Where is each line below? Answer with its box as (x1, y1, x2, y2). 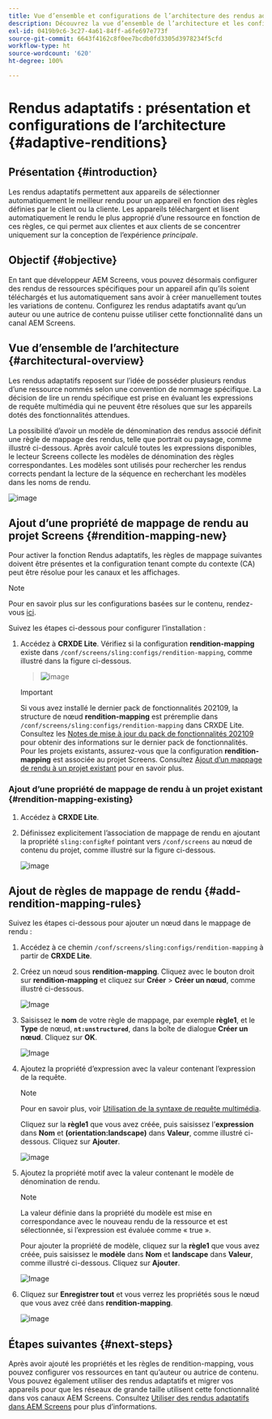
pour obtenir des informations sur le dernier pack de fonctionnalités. (19, 737, 249, 747)
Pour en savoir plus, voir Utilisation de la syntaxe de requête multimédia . (19, 1104, 261, 1114)
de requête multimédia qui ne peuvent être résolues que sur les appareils (8, 401, 253, 411)
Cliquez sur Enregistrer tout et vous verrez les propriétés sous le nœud (19, 1289, 260, 1299)
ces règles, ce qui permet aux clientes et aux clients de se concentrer (8, 221, 241, 231)
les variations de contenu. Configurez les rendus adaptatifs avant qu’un (8, 300, 247, 310)
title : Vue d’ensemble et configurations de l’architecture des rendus (8, 11, 255, 20)
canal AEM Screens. (8, 317, 76, 328)
